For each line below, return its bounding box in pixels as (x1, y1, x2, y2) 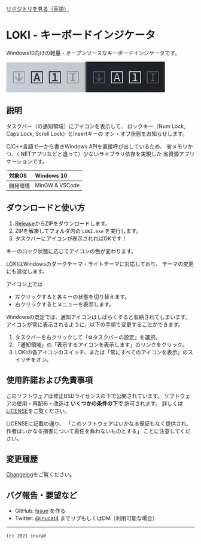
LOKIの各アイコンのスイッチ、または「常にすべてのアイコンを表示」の (14, 348, 188, 355)
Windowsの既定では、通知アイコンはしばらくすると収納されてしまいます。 (6, 313, 191, 320)
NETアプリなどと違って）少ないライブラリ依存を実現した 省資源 (20, 150, 179, 157)
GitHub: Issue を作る (14, 507, 66, 515)
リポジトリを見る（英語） (6, 5, 69, 12)
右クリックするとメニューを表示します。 (14, 300, 115, 308)
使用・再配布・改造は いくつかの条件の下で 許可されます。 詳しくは (16, 400, 184, 407)
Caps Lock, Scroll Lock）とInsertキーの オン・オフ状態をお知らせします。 (6, 130, 188, 137)
